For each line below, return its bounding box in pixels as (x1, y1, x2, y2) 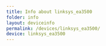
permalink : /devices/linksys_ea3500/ (6, 25, 101, 32)
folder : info (6, 14, 39, 20)
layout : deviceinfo (6, 20, 55, 26)
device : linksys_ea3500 (6, 31, 66, 37)
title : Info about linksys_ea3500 (6, 8, 93, 15)
